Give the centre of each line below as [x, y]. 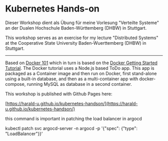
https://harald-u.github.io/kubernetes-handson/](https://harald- [72, 103]
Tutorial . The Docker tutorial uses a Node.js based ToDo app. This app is [80, 68]
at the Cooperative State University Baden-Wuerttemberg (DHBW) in [76, 43]
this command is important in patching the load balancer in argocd [74, 118]
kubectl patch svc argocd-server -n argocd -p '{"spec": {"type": [71, 128]
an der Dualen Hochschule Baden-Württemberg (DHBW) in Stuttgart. [76, 28]
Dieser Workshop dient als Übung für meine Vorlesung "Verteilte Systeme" [82, 23]
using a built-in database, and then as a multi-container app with [72, 79]
